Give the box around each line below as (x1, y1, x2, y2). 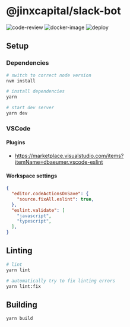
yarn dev (6, 110, 28, 116)
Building (6, 300, 37, 310)
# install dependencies (6, 88, 65, 94)
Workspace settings (6, 172, 58, 179)
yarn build (6, 316, 33, 322)
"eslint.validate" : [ (11, 207, 65, 213)
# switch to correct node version (6, 72, 92, 78)
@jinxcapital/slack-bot (6, 4, 121, 18)
